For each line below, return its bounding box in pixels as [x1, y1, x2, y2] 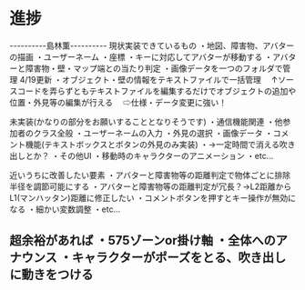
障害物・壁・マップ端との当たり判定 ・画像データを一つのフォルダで [25, 63, 283, 74]
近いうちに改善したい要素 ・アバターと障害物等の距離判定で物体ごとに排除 [9, 169, 291, 180]
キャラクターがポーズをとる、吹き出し [71, 250, 287, 265]
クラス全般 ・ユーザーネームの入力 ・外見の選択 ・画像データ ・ [33, 127, 273, 138]
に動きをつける [9, 267, 94, 283]
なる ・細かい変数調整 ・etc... [9, 204, 121, 215]
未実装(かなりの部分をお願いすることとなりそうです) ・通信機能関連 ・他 [9, 115, 283, 127]
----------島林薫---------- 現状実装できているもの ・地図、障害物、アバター [9, 40, 295, 51]
